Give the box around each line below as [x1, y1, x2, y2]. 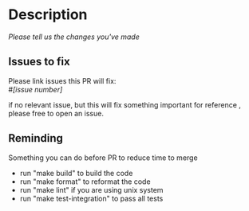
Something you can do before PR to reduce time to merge [8, 153, 198, 162]
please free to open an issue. [8, 108, 104, 118]
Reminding [8, 131, 64, 145]
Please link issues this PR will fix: [8, 76, 117, 85]
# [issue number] [8, 84, 63, 94]
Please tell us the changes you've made [8, 32, 140, 41]
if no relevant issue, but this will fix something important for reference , [8, 100, 242, 109]
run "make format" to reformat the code [19, 177, 151, 186]
